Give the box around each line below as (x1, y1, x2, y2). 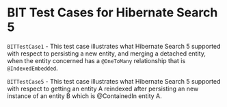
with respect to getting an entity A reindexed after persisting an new (7, 84, 199, 93)
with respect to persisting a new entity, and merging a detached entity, (7, 49, 206, 58)
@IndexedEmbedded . (7, 64, 58, 72)
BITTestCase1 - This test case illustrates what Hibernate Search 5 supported (7, 42, 221, 50)
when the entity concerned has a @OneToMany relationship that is (7, 56, 186, 64)
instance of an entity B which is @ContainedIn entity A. (7, 91, 162, 100)
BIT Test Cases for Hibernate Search (7, 5, 218, 21)
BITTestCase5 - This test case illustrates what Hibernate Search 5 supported (7, 77, 221, 85)
